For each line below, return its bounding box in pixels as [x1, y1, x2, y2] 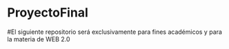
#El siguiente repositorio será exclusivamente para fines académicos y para [7, 28, 223, 36]
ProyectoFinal [7, 5, 88, 21]
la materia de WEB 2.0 [7, 35, 70, 43]
